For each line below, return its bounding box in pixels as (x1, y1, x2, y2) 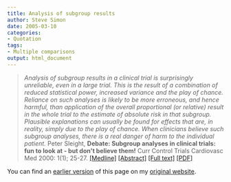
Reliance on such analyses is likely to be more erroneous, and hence (23, 95, 220, 104)
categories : (7, 29, 41, 36)
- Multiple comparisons (7, 49, 76, 56)
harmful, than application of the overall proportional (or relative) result (23, 102, 224, 111)
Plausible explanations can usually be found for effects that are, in (23, 117, 213, 126)
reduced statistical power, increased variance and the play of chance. (23, 88, 223, 96)
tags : (7, 42, 23, 49)
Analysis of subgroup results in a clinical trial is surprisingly (23, 73, 194, 82)
